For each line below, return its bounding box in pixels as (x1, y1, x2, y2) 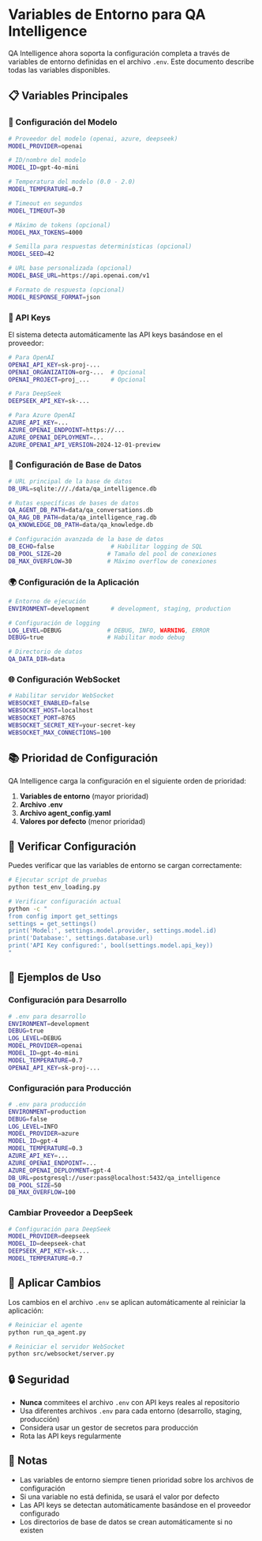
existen (19, 1525, 43, 1535)
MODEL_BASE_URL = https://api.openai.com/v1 (8, 272, 150, 280)
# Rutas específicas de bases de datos (8, 499, 140, 507)
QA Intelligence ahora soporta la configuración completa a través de (8, 48, 230, 58)
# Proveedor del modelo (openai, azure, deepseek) (8, 134, 178, 143)
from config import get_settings (8, 912, 118, 920)
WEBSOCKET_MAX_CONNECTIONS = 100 (8, 728, 111, 736)
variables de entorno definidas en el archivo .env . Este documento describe (8, 57, 255, 66)
